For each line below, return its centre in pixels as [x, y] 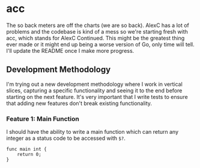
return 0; [29, 155]
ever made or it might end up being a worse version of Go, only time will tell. [100, 44]
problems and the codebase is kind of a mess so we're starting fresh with [97, 31]
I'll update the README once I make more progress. [70, 50]
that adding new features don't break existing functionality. [79, 103]
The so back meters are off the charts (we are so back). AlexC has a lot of [98, 25]
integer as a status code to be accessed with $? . [66, 138]
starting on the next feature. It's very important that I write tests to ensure [97, 97]
